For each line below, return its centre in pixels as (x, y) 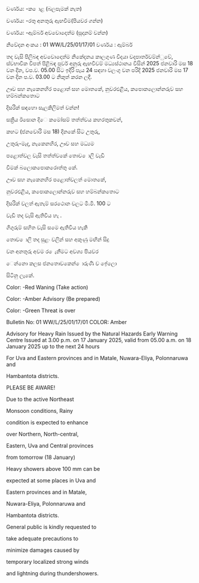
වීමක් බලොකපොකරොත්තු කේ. (42, 167)
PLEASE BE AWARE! (31, 388)
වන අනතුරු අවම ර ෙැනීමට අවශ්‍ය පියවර (53, 251)
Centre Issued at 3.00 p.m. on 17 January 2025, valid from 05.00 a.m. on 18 (99, 340)
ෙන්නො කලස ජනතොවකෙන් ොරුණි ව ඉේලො (62, 263)
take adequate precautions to (42, 538)
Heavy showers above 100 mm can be (53, 469)
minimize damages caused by (43, 550)
